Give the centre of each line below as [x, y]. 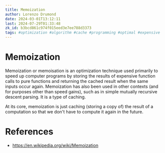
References [29, 132]
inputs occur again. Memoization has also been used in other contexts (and [82, 86]
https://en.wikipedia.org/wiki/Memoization [55, 145]
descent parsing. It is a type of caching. [45, 97]
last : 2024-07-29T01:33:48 [33, 23]
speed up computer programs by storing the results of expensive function [80, 76]
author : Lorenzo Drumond [31, 14]
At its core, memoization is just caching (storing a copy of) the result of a [79, 106]
